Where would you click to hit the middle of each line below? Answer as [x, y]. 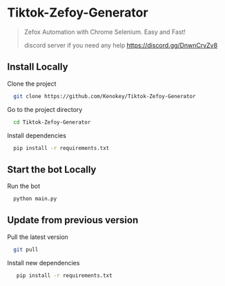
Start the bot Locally [52, 170]
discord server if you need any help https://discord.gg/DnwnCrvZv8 [121, 45]
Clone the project [32, 84]
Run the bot [24, 186]
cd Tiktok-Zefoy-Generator [52, 122]
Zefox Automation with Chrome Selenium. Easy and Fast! [105, 32]
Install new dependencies [43, 263]
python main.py [35, 199]
